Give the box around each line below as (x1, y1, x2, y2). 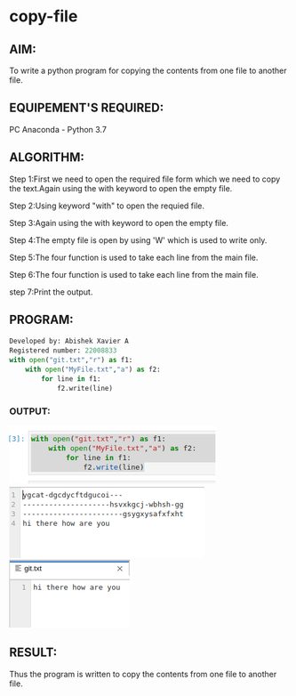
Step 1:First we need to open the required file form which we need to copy (9, 174, 281, 184)
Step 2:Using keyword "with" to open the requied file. (9, 200, 204, 211)
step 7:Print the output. (9, 287, 93, 297)
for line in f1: (41, 374, 101, 384)
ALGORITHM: (9, 150, 84, 166)
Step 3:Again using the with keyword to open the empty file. (9, 217, 229, 228)
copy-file (9, 6, 78, 27)
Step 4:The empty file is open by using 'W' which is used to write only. (9, 234, 268, 246)
